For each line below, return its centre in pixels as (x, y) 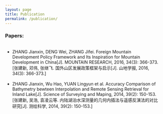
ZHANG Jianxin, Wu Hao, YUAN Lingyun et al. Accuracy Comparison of (84, 84)
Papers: (15, 36)
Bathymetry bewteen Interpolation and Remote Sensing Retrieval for (80, 89)
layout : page (18, 10)
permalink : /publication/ (31, 19)
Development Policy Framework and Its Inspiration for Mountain (76, 57)
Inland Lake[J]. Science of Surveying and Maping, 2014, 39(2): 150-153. (84, 94)
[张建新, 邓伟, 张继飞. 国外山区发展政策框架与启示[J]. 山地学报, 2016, (81, 68)
